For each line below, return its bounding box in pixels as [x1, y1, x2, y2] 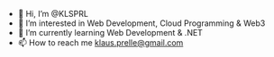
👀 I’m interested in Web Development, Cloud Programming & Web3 [17, 18, 266, 28]
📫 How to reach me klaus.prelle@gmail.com [17, 37, 184, 48]
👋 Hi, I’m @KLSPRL [17, 9, 88, 19]
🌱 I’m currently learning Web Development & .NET [17, 28, 203, 37]
